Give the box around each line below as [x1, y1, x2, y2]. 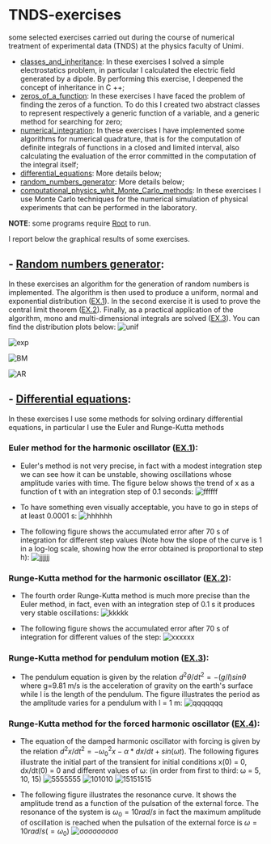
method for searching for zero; [19, 116, 123, 126]
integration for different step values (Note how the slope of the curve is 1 [19, 535, 263, 545]
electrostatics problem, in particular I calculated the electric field [19, 65, 235, 74]
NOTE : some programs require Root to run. [8, 218, 151, 228]
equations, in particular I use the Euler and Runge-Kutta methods [8, 422, 225, 432]
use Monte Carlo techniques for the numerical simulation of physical [19, 194, 248, 204]
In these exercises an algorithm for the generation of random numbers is [8, 279, 250, 289]
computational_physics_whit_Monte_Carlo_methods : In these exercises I [19, 185, 261, 195]
